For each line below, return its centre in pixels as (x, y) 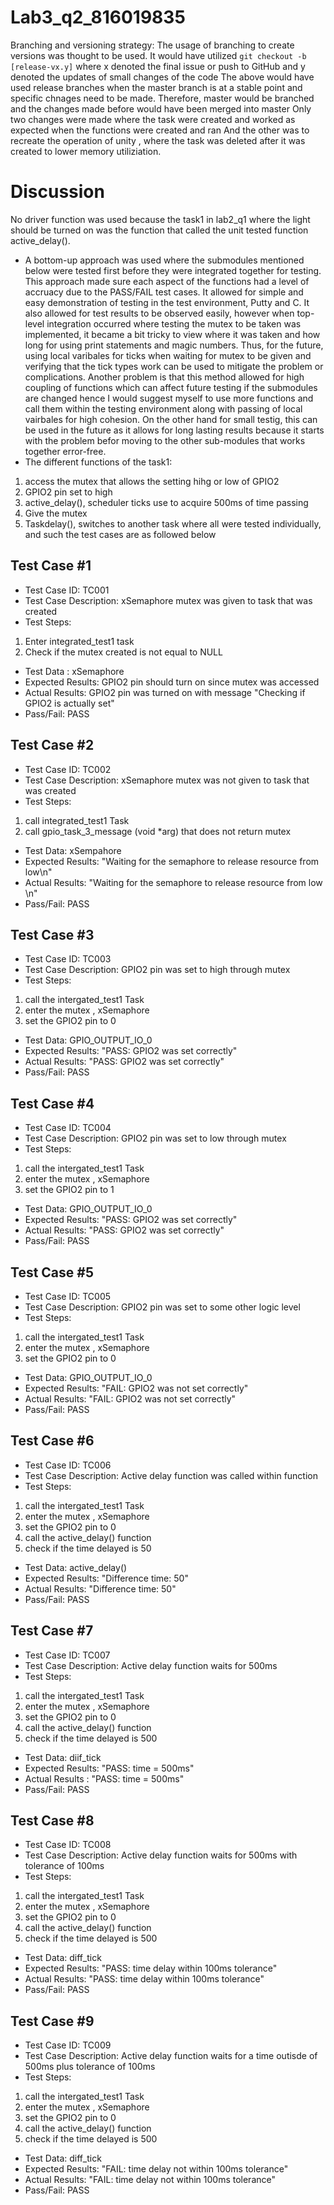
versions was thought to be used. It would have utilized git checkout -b (158, 55)
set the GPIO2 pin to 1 (69, 1190)
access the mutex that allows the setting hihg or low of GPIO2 (152, 481)
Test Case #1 (51, 566)
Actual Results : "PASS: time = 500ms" (104, 1778)
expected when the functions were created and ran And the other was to (160, 130)
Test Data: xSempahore (73, 850)
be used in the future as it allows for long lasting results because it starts (174, 430)
